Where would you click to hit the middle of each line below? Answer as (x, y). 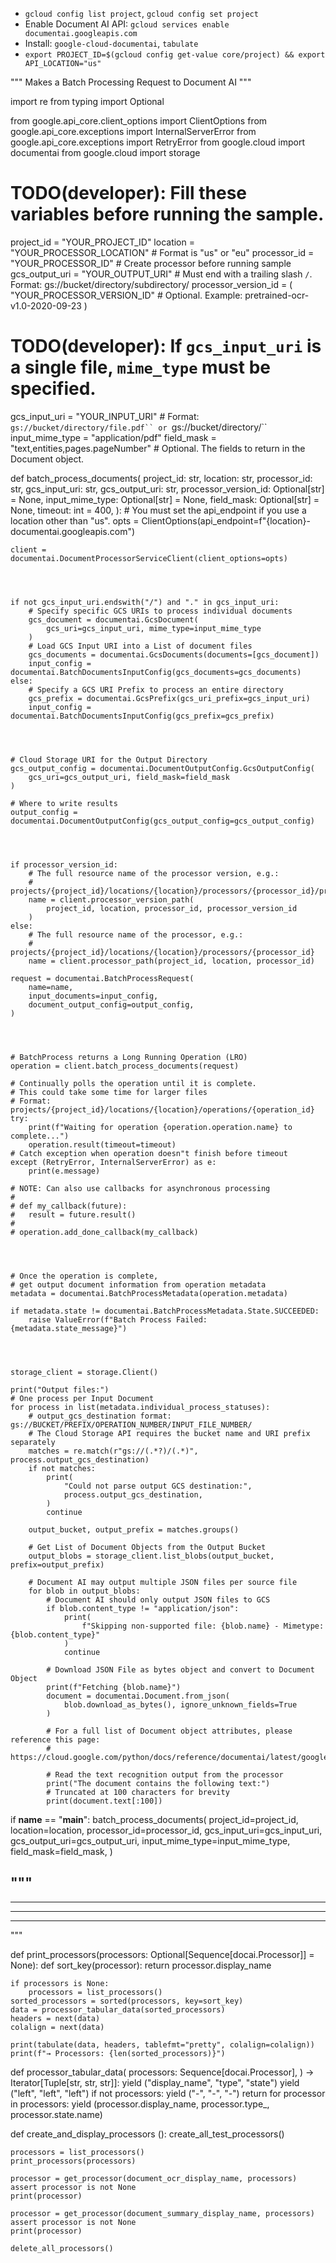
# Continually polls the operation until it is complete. (133, 1083)
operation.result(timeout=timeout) (102, 1144)
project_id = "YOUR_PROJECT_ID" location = (102, 242)
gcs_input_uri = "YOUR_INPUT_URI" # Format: (105, 416)
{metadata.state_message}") (69, 1328)
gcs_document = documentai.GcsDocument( (113, 619)
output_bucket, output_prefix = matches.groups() (134, 1529)
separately (33, 1442)
